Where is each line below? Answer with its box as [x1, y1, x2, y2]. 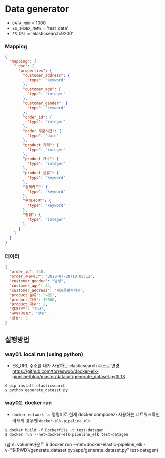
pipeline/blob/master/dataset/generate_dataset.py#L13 [12, 374, 125, 380]
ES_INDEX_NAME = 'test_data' [12, 25, 69, 31]
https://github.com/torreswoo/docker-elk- [12, 368, 99, 374]
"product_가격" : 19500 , [9, 297, 57, 302]
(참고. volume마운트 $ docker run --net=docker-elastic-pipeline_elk [5, 441, 143, 447]
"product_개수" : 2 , [9, 302, 48, 307]
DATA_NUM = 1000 [12, 20, 46, 26]
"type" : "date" [27, 133, 59, 138]
